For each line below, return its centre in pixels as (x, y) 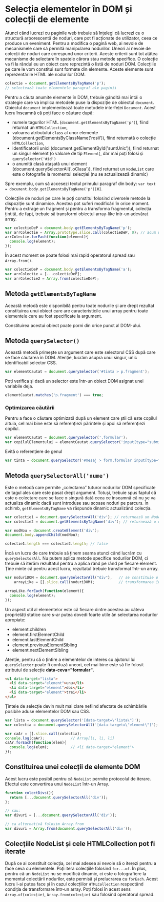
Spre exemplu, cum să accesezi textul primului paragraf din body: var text (81, 184)
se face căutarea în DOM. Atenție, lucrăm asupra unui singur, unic (71, 358)
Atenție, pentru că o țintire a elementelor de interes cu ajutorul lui (70, 659)
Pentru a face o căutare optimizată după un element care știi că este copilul (81, 418)
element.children (29, 629)
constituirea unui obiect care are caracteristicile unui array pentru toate (77, 310)
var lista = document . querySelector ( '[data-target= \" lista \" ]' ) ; (73, 720)
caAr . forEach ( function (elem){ (36, 743)
